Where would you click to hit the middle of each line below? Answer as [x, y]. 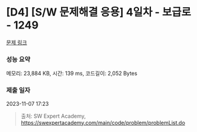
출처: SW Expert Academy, [53, 116]
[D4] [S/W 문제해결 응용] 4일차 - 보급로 [99, 12]
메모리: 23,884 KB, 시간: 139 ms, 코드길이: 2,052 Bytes [72, 73]
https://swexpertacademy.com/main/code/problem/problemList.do [103, 122]
